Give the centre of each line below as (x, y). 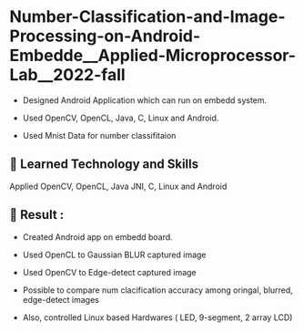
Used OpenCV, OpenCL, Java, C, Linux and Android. (121, 118)
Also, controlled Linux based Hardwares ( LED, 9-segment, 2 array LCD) (157, 317)
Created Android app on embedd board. (97, 237)
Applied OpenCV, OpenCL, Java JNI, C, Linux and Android (118, 186)
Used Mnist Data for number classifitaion (99, 135)
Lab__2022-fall (67, 75)
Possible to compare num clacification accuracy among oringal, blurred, (157, 290)
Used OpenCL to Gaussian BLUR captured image (114, 254)
